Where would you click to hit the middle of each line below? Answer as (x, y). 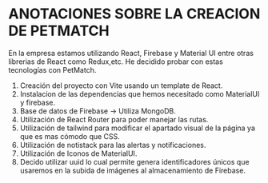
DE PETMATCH (59, 31)
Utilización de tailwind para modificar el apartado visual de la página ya (138, 128)
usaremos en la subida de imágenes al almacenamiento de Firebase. (133, 170)
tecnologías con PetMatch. (52, 70)
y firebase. (38, 102)
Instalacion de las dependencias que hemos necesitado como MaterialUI (140, 93)
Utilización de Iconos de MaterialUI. (78, 153)
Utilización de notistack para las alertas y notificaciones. (113, 145)
